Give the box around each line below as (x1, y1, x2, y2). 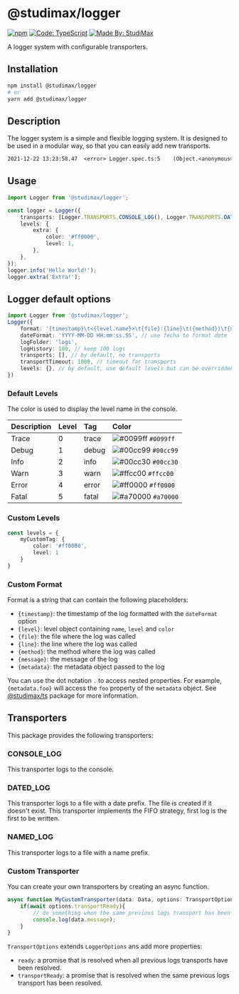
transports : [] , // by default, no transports (20, 352, 161, 359)
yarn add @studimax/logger (7, 95, 87, 103)
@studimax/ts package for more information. (7, 691, 139, 700)
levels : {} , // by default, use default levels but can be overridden (20, 365, 234, 372)
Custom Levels (7, 513, 60, 523)
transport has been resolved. (17, 979, 103, 988)
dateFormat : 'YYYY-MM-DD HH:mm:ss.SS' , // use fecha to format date (20, 332, 228, 339)
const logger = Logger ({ (7, 207, 81, 214)
